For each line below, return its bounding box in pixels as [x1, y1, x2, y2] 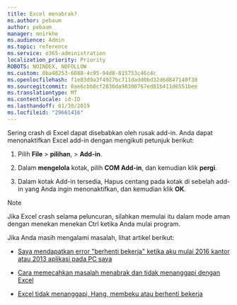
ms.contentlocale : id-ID [7, 96, 81, 103]
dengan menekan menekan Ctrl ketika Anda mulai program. [7, 219, 180, 228]
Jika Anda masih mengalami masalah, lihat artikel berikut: [7, 233, 175, 241]
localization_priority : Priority [7, 57, 106, 64]
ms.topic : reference [7, 43, 69, 50]
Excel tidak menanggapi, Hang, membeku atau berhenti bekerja [17, 289, 203, 298]
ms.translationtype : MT [7, 89, 78, 96]
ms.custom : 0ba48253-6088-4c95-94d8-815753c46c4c [7, 69, 157, 76]
